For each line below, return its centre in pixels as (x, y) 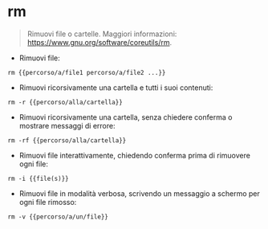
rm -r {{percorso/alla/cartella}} (65, 102)
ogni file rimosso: (48, 202)
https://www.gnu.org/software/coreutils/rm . (99, 42)
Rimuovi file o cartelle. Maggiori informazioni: (102, 34)
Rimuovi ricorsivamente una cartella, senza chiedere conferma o (126, 117)
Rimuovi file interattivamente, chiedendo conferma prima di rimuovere (134, 155)
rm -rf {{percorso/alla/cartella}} (67, 140)
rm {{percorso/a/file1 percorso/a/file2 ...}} (87, 72)
